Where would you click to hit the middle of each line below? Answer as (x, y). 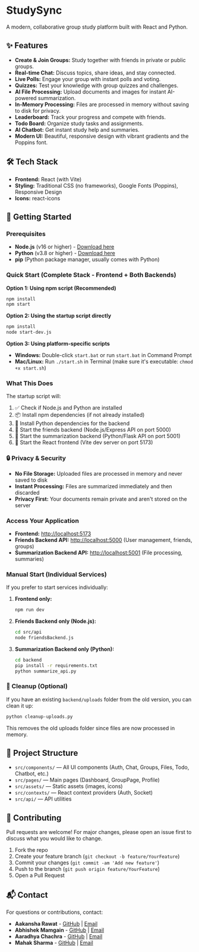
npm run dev (29, 610)
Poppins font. (31, 142)
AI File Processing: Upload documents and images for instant (90, 92)
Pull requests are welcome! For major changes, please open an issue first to (99, 832)
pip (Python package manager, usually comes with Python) (87, 259)
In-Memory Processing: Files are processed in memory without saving (102, 104)
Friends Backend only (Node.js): (55, 621)
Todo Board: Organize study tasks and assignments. (79, 123)
